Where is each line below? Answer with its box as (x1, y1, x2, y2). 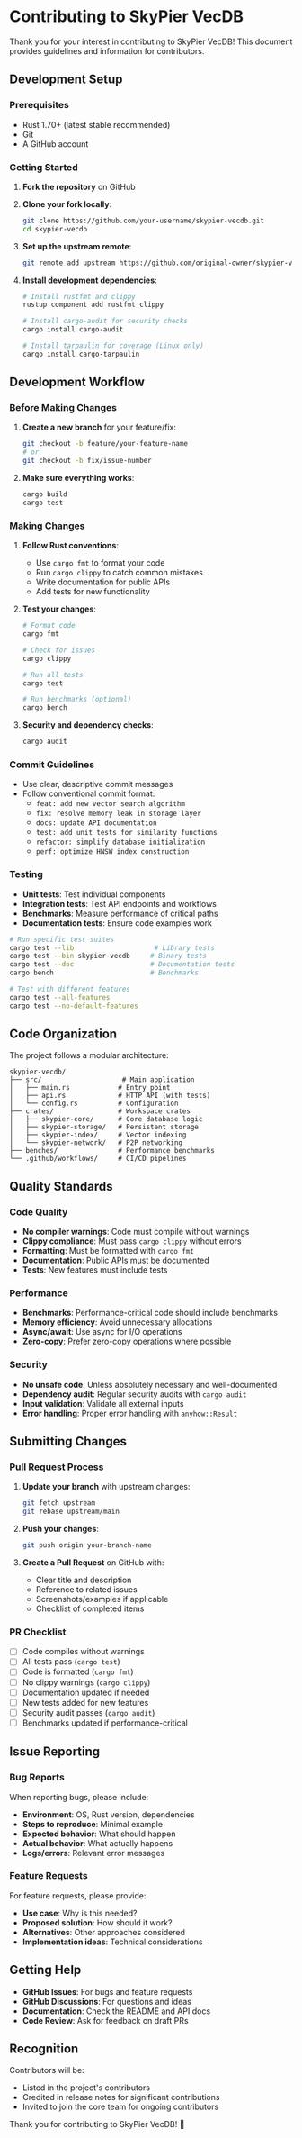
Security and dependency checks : (22, 720, 155, 730)
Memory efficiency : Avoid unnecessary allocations (22, 1317, 213, 1327)
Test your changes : (22, 603, 97, 614)
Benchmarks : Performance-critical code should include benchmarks (22, 1308, 279, 1318)
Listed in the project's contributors (22, 2082, 151, 2093)
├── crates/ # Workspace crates (9, 1107, 191, 1116)
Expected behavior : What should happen (22, 1828, 176, 1839)
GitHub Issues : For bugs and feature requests (22, 1986, 193, 1997)
